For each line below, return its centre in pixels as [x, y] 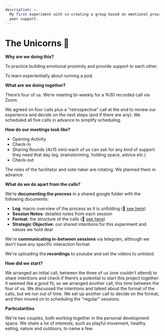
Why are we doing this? [29, 57]
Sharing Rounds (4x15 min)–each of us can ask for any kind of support [83, 150]
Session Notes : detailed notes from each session [62, 214]
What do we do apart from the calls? [43, 184]
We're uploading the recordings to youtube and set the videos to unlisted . [80, 254]
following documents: [27, 199]
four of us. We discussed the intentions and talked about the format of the [80, 289]
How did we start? [24, 263]
